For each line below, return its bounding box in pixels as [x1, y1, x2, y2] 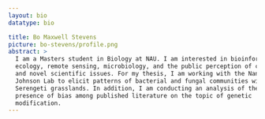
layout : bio [8, 11, 47, 20]
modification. [15, 99, 62, 107]
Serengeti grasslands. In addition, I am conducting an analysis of [15, 84, 245, 92]
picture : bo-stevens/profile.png [8, 40, 118, 48]
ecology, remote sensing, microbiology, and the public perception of [15, 62, 252, 71]
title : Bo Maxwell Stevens [8, 33, 97, 41]
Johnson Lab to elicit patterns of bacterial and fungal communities [15, 76, 248, 85]
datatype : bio [8, 19, 55, 27]
